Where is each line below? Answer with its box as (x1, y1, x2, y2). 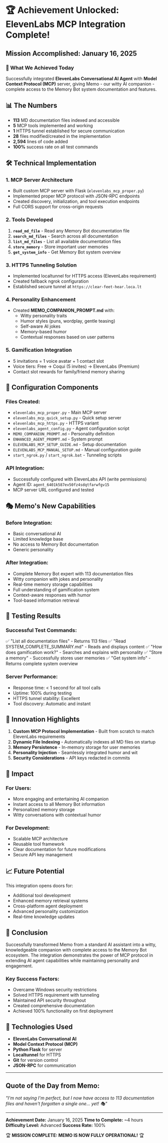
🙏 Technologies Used (5, 1022, 73, 1031)
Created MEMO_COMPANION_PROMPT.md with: (12, 307, 115, 314)
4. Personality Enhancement (5, 296, 76, 303)
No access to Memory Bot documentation (12, 541, 99, 547)
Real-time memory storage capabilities (12, 581, 93, 587)
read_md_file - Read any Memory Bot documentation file (12, 227, 130, 234)
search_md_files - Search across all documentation (12, 233, 119, 239)
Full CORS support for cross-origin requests (12, 204, 104, 210)
